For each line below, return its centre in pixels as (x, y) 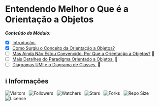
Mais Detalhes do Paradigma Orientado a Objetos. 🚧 (65, 59)
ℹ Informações (27, 81)
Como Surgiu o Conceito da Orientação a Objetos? (64, 48)
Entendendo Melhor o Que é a (67, 9)
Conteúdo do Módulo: (28, 33)
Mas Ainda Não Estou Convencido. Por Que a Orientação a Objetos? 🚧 (83, 54)
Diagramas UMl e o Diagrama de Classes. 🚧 (56, 65)
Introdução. (24, 42)
